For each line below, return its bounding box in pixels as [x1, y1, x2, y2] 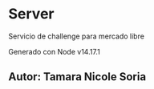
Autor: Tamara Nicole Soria [8, 70, 147, 84]
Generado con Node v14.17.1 [8, 47, 100, 56]
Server [8, 5, 55, 23]
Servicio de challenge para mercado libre [8, 31, 144, 41]
